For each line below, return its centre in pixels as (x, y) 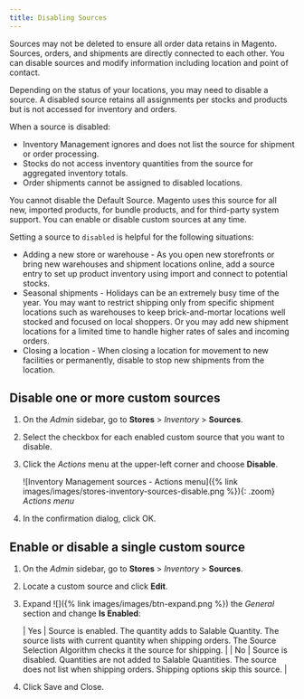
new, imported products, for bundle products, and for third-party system (144, 210)
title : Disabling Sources (58, 18)
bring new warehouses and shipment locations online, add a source (148, 264)
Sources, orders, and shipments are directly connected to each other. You (147, 53)
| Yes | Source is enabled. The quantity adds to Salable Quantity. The (151, 631)
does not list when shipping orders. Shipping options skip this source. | (155, 669)
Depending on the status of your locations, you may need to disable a (139, 90)
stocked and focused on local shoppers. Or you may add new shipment (156, 321)
